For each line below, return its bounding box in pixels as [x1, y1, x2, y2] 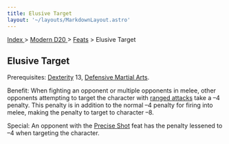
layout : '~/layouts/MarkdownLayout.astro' [7, 16, 131, 23]
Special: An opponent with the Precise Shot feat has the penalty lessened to [7, 121, 223, 130]
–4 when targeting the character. [7, 129, 100, 137]
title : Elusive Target [7, 10, 72, 17]
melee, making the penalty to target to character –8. [7, 108, 155, 117]
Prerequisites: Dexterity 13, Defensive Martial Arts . [7, 73, 150, 82]
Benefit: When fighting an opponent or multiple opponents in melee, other [7, 86, 217, 95]
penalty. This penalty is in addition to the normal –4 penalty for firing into [7, 101, 213, 110]
